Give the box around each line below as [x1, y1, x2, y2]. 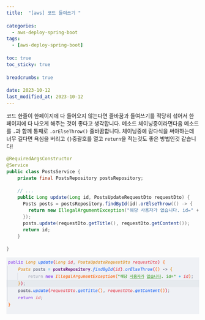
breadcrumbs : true [6, 74, 53, 81]
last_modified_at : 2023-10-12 [6, 94, 84, 100]
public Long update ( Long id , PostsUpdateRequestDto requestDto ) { [17, 195, 190, 201]
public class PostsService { [6, 168, 81, 174]
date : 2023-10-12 [6, 87, 51, 94]
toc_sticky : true [6, 61, 51, 67]
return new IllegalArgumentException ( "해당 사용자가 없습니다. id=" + [28, 207, 199, 214]
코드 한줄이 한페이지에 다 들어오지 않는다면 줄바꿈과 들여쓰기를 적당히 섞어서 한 [6, 112, 195, 119]
